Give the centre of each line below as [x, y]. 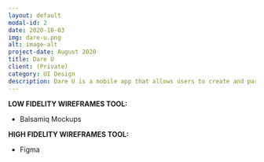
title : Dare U [31, 60]
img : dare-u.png [35, 37]
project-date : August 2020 [52, 52]
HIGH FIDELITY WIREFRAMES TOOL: [69, 134]
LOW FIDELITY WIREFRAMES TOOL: [68, 104]
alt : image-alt [33, 45]
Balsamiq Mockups [50, 119]
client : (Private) [38, 67]
